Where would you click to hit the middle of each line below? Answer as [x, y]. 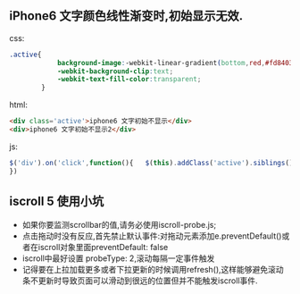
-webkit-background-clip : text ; [115, 71]
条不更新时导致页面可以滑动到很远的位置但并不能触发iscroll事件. [140, 281]
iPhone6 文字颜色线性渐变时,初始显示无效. [126, 16]
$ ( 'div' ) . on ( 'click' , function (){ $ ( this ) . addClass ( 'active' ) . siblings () [151, 163]
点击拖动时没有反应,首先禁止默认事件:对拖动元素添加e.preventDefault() [152, 236]
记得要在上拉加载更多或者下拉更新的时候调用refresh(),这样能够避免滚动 [153, 269]
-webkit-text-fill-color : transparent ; [129, 80]
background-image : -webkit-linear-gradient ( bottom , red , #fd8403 [175, 63]
